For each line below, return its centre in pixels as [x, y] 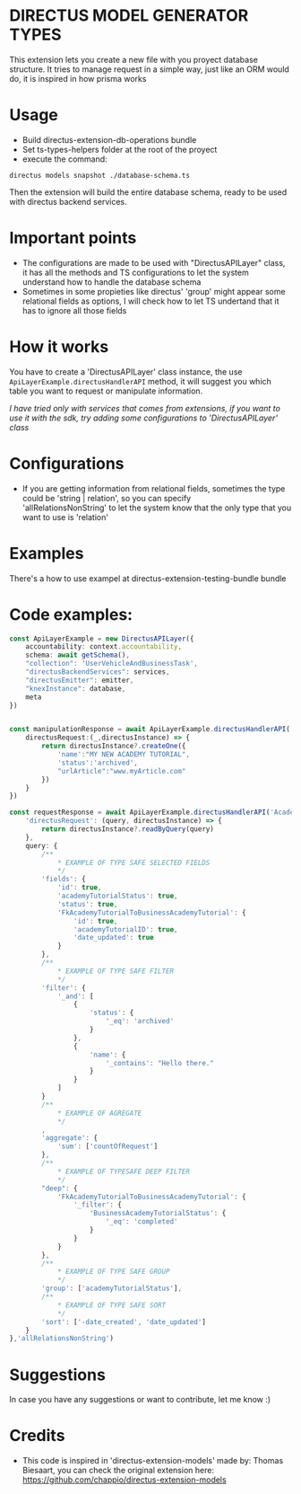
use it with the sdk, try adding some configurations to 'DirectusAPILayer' [144, 418]
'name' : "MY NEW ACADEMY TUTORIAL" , [124, 755]
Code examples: [71, 614]
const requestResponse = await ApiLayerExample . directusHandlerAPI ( [140, 813]
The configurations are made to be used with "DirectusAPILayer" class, [154, 262]
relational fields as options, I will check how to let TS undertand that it [150, 301]
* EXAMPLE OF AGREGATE [99, 1113]
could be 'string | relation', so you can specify [107, 498]
